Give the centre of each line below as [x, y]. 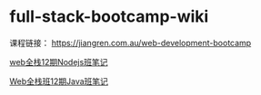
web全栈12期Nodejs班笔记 [59, 62]
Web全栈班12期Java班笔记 [59, 81]
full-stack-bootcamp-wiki [109, 17]
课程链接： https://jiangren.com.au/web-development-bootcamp [130, 43]
